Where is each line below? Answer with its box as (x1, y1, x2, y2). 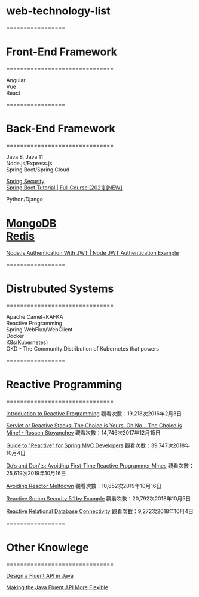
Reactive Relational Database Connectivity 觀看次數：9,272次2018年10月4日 (6, 508, 194, 515)
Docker (6, 332, 25, 339)
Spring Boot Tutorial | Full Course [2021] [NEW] (6, 184, 123, 191)
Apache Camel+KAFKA (6, 313, 64, 320)
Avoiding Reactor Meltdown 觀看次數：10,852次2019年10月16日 (6, 482, 162, 489)
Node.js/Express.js (6, 159, 53, 167)
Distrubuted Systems (6, 282, 114, 295)
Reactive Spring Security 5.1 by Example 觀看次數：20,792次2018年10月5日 (6, 495, 191, 502)
